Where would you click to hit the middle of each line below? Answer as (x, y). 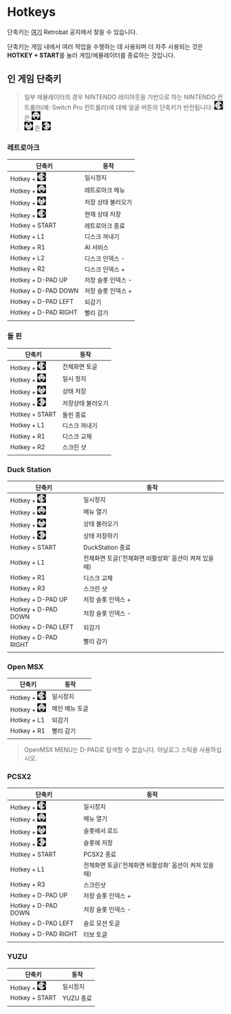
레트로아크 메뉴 (104, 189)
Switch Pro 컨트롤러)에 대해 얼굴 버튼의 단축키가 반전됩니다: (132, 107)
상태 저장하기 (101, 536)
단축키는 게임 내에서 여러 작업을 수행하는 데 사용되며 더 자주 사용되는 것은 (105, 46)
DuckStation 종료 (107, 548)
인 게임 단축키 (34, 79)
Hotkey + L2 (27, 258)
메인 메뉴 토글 (70, 708)
